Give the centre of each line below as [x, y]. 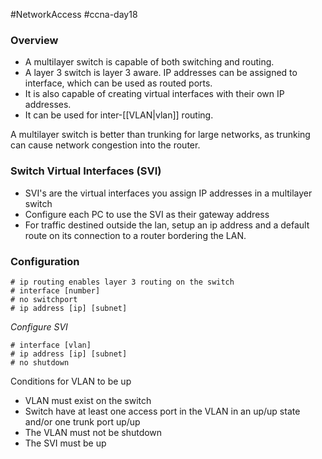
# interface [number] [55, 290]
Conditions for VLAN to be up [71, 381]
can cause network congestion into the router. [105, 145]
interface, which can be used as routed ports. [118, 83]
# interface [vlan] [51, 345]
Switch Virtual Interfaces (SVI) [86, 171]
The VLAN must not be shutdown [93, 432]
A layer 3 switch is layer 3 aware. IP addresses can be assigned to [161, 73]
